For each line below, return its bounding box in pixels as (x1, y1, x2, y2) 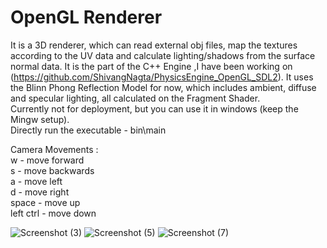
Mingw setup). (10, 113, 70, 125)
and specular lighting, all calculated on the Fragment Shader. (10, 92, 261, 104)
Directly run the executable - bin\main (10, 124, 167, 136)
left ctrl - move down (10, 207, 97, 219)
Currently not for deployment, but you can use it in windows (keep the (10, 102, 299, 115)
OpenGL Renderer (10, 6, 163, 29)
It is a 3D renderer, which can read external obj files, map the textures (10, 39, 298, 51)
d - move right (10, 186, 70, 198)
